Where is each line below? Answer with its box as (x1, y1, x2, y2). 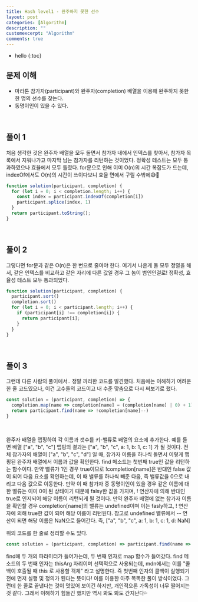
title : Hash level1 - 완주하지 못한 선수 (6, 8, 100, 15)
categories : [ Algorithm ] (6, 19, 67, 25)
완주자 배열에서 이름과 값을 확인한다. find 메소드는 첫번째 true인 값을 (16, 458, 174, 465)
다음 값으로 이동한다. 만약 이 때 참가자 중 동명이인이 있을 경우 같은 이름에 (16, 480, 184, 487)
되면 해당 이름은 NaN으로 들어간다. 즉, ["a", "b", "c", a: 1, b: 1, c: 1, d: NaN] (16, 517, 190, 524)
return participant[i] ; (21, 315, 81, 321)
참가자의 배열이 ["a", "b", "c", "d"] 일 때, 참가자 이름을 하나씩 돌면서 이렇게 (12, 451, 184, 458)
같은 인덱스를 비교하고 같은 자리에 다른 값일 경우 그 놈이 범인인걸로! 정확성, (14, 269, 185, 276)
